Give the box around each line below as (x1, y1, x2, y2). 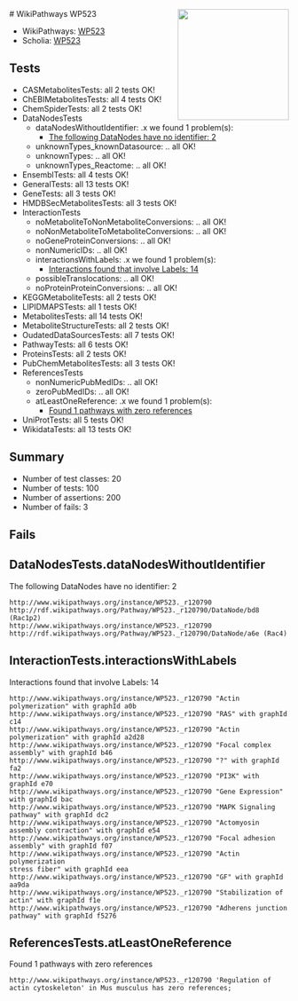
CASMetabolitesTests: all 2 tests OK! (21, 84, 155, 95)
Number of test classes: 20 (21, 473, 122, 484)
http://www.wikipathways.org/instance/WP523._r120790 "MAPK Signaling (9, 802, 276, 811)
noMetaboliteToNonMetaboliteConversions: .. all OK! (35, 217, 227, 227)
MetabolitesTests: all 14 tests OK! (21, 311, 144, 321)
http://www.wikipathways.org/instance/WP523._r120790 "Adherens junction (9, 903, 288, 912)
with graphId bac (9, 794, 74, 804)
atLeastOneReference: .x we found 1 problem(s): (35, 395, 213, 406)
